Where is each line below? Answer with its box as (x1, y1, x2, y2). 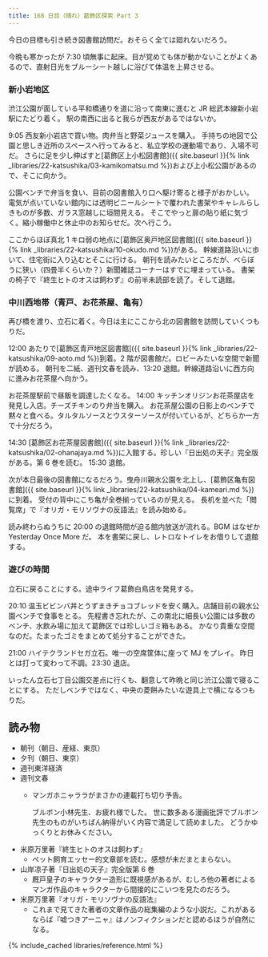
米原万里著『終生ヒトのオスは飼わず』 (19, 845, 146, 854)
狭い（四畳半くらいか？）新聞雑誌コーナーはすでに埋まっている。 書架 (22, 264, 255, 274)
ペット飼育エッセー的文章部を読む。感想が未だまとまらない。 (31, 854, 236, 864)
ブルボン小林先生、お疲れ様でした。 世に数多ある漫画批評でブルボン (31, 807, 258, 818)
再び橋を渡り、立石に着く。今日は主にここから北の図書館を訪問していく (8, 317, 246, 326)
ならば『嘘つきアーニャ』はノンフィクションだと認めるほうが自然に (31, 915, 256, 924)
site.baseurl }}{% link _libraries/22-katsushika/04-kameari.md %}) (35, 485, 254, 495)
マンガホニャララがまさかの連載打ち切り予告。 (31, 790, 186, 800)
